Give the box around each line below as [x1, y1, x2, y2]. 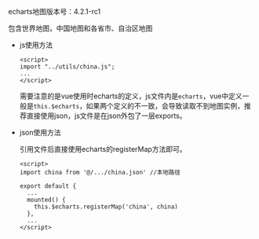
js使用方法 [19, 40, 53, 50]
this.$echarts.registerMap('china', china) [34, 203, 178, 211]
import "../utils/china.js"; [19, 63, 115, 71]
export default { [19, 182, 77, 190]
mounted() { [27, 196, 66, 204]
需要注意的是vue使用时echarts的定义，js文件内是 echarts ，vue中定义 [19, 91, 243, 101]
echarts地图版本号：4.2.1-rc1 [8, 7, 100, 16]
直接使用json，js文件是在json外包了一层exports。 [26, 111, 187, 120]
